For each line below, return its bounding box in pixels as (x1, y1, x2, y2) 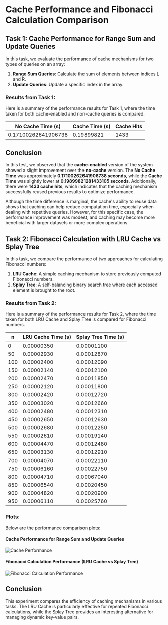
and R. (12, 76, 26, 82)
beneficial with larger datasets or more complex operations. (5, 220, 129, 226)
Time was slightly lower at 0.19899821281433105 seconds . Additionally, (5, 178, 157, 184)
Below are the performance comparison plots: (5, 525, 101, 531)
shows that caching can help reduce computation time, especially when (5, 204, 154, 210)
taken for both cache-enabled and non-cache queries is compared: (5, 111, 145, 117)
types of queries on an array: (5, 61, 65, 67)
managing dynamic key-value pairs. (5, 614, 79, 620)
